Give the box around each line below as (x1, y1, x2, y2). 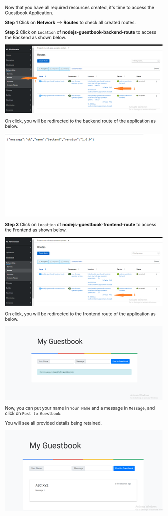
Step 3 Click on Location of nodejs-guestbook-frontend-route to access (5, 221, 157, 227)
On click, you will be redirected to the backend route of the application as (5, 118, 156, 124)
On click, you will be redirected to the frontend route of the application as (5, 311, 156, 317)
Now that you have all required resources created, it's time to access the (5, 5, 155, 10)
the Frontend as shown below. (5, 227, 67, 233)
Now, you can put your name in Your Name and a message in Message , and (5, 405, 155, 411)
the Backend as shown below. (5, 35, 66, 40)
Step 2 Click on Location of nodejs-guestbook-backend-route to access (5, 29, 156, 35)
